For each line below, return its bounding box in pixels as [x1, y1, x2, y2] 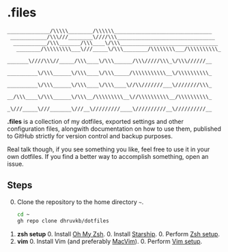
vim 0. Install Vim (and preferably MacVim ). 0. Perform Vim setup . [16, 237, 203, 245]
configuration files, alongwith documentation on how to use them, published [7, 125, 222, 133]
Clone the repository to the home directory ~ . [16, 197, 144, 206]
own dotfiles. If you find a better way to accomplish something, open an [7, 152, 209, 160]
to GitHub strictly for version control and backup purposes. [7, 131, 173, 140]
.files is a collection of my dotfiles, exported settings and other [7, 117, 184, 125]
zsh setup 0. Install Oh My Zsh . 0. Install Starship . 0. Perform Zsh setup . [16, 229, 220, 238]
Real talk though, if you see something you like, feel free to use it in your [7, 145, 210, 153]
